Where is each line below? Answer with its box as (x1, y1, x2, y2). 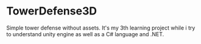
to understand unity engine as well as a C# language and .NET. (6, 30, 164, 37)
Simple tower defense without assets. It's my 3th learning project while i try (6, 24, 196, 31)
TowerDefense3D (6, 4, 97, 18)
